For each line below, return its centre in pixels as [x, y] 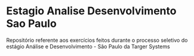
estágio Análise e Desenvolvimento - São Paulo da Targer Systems [88, 46]
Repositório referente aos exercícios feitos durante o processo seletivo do [97, 40]
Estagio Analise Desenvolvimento [91, 11]
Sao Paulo [31, 24]
